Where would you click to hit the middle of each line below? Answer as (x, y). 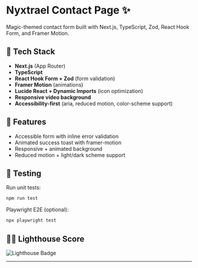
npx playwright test (32, 221)
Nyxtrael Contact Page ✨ (68, 10)
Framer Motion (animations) (49, 85)
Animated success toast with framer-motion (68, 143)
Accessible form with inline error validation (67, 136)
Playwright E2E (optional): (37, 210)
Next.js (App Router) (40, 66)
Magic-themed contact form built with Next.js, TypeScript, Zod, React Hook (98, 27)
